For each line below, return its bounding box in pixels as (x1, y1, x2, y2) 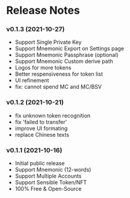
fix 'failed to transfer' (14, 118, 67, 125)
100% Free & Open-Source (14, 185, 82, 193)
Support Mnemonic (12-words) (14, 166, 91, 173)
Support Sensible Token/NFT (14, 179, 87, 186)
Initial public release (14, 160, 65, 167)
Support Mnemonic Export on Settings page (14, 45, 125, 52)
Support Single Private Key (14, 38, 82, 46)
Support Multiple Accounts (14, 172, 82, 180)
